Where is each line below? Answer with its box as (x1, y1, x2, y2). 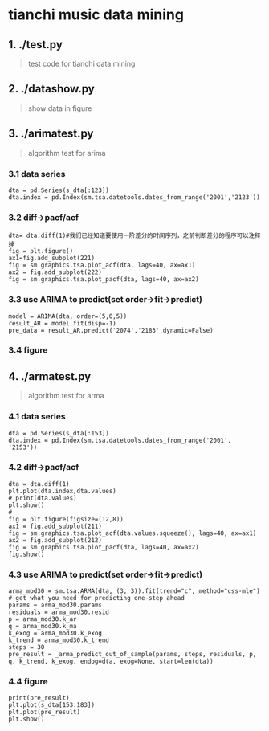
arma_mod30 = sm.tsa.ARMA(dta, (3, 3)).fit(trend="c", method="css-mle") (8, 587, 261, 595)
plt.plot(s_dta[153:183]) (8, 701, 95, 709)
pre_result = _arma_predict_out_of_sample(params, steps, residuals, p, (8, 651, 257, 659)
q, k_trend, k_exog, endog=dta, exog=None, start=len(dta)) (8, 657, 214, 666)
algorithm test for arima (27, 148, 106, 157)
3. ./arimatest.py (8, 127, 94, 141)
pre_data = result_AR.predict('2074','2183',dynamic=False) (8, 326, 214, 334)
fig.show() (8, 550, 45, 558)
